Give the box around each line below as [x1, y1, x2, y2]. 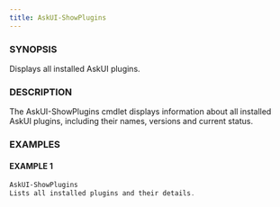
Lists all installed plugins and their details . [9, 189, 195, 198]
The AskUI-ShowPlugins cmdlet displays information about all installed [9, 106, 272, 117]
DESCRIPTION [9, 85, 73, 98]
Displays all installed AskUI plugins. [9, 63, 141, 74]
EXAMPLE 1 [9, 160, 54, 171]
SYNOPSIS [9, 42, 58, 55]
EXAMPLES [9, 139, 60, 151]
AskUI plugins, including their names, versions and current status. [9, 116, 254, 127]
